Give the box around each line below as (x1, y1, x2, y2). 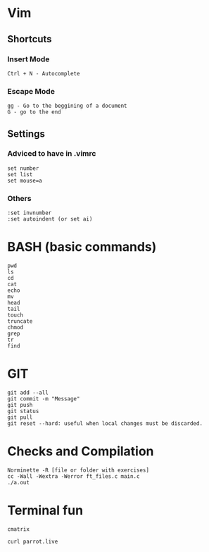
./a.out (7, 479, 30, 486)
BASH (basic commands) (7, 239, 157, 255)
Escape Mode (7, 86, 55, 96)
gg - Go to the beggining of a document (7, 102, 128, 110)
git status (7, 407, 39, 415)
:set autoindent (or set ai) (7, 216, 93, 223)
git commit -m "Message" (7, 395, 80, 403)
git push (7, 402, 33, 409)
